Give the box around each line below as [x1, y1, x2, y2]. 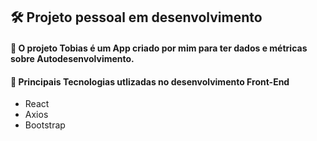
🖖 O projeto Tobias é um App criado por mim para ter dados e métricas [10, 42, 308, 54]
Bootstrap [24, 119, 66, 131]
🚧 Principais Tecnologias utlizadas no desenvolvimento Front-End [10, 75, 290, 88]
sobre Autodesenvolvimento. [10, 52, 135, 64]
